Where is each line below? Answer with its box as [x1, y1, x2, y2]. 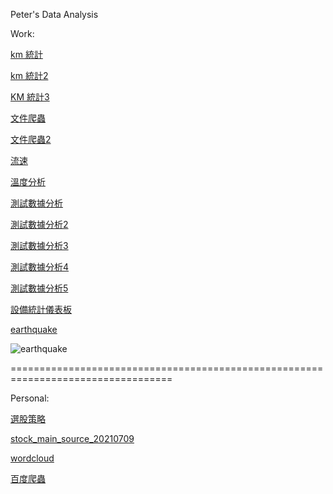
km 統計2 [10, 70, 49, 81]
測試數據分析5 [10, 282, 69, 294]
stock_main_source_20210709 [10, 433, 135, 444]
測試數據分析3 [10, 240, 69, 251]
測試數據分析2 [10, 219, 69, 230]
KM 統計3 [10, 91, 50, 103]
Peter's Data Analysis [10, 9, 99, 20]
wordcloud [10, 452, 55, 464]
